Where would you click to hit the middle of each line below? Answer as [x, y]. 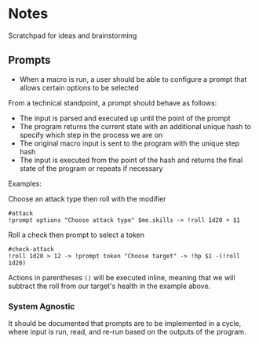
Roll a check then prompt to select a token [77, 235]
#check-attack [31, 249]
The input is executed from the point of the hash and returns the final [131, 160]
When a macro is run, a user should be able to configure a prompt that [133, 79]
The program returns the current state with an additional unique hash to [135, 126]
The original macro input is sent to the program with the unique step [129, 143]
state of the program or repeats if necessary [91, 168]
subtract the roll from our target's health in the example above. [109, 286]
